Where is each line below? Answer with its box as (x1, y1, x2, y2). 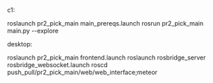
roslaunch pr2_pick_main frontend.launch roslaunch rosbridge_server (7, 53, 206, 62)
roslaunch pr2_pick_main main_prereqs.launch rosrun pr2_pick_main (7, 19, 204, 27)
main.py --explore (7, 27, 59, 35)
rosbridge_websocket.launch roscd (7, 61, 108, 68)
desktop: (7, 40, 33, 48)
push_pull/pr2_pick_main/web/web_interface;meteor (7, 68, 158, 76)
